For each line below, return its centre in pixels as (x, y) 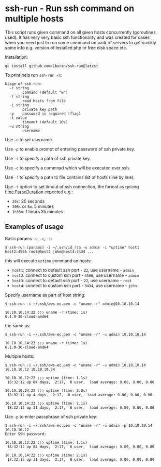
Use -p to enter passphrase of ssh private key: (51, 417)
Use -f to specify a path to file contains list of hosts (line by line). (70, 177)
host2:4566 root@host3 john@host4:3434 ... (50, 251)
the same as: (18, 325)
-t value (18, 118)
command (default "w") (45, 92)
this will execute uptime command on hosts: (48, 261)
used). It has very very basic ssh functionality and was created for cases (77, 37)
